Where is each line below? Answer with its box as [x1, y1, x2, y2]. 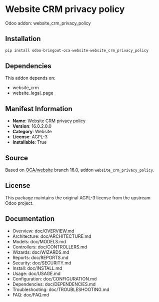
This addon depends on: [5, 75, 55, 81]
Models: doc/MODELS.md [12, 238, 66, 244]
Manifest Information [5, 104, 72, 113]
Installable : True [12, 139, 47, 145]
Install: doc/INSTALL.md [12, 265, 62, 271]
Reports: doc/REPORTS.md [12, 254, 69, 260]
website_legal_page [12, 90, 53, 96]
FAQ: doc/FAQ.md [12, 291, 49, 297]
